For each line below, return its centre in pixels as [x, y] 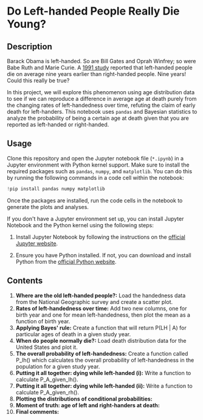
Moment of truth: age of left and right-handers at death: [88, 405]
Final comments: [37, 411]
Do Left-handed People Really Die [93, 11]
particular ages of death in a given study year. [73, 334]
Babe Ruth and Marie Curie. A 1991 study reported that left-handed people [100, 67]
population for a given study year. [58, 367]
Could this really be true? [38, 81]
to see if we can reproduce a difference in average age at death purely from [102, 99]
